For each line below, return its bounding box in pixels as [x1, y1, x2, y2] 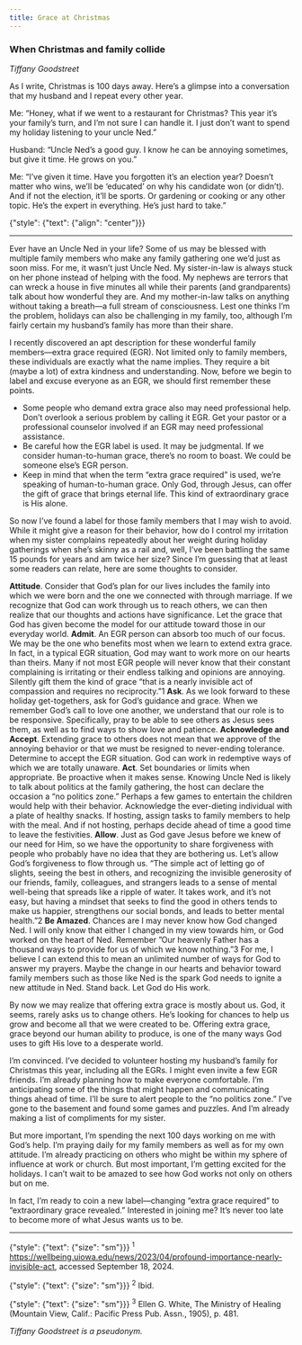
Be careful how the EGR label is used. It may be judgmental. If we [22, 440, 264, 451]
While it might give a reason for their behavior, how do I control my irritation [9, 525, 289, 535]
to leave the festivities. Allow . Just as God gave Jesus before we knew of [9, 829, 281, 839]
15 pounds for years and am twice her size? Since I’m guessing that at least [9, 553, 288, 564]
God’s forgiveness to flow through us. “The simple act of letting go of [9, 857, 265, 868]
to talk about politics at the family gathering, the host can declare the [9, 781, 265, 792]
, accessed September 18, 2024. [54, 1260, 174, 1271]
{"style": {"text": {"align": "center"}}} [9, 217, 146, 228]
